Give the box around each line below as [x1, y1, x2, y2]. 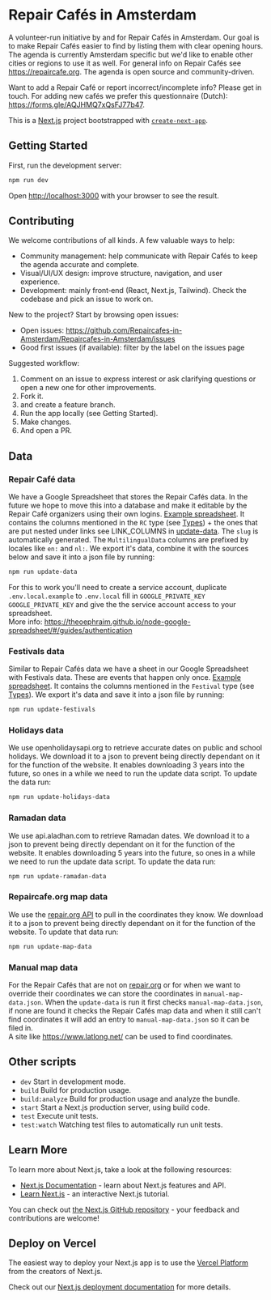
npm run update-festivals [8, 706, 95, 714]
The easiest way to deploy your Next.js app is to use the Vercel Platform [8, 1258, 249, 1268]
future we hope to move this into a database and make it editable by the [8, 500, 248, 511]
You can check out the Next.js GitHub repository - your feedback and [8, 1204, 240, 1214]
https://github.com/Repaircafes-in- [66, 325, 183, 335]
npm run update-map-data [8, 942, 92, 950]
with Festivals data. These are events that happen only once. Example [8, 673, 241, 682]
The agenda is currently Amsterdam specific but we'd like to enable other [8, 49, 253, 59]
